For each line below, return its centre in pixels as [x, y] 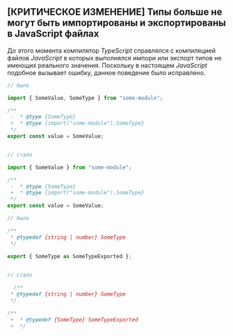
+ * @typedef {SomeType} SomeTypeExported [74, 319]
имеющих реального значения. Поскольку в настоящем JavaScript [107, 65]
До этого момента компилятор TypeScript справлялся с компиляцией [111, 50]
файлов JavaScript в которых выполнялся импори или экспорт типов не [114, 58]
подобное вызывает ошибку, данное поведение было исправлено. [106, 72]
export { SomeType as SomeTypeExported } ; [70, 256]
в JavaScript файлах [53, 34]
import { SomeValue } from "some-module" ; [70, 167]
